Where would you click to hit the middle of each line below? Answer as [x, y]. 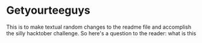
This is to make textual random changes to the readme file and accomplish [99, 27]
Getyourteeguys [48, 10]
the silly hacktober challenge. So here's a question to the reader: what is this [101, 33]
